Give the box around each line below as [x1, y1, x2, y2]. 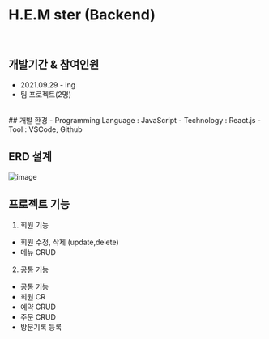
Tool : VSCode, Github [8, 124, 83, 134]
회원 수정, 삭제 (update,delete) [19, 237, 119, 248]
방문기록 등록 [19, 322, 62, 333]
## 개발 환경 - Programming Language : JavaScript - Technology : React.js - [8, 115, 262, 125]
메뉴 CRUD [19, 248, 57, 257]
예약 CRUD [19, 302, 57, 312]
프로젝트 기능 [8, 197, 70, 211]
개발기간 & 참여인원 [8, 58, 100, 72]
